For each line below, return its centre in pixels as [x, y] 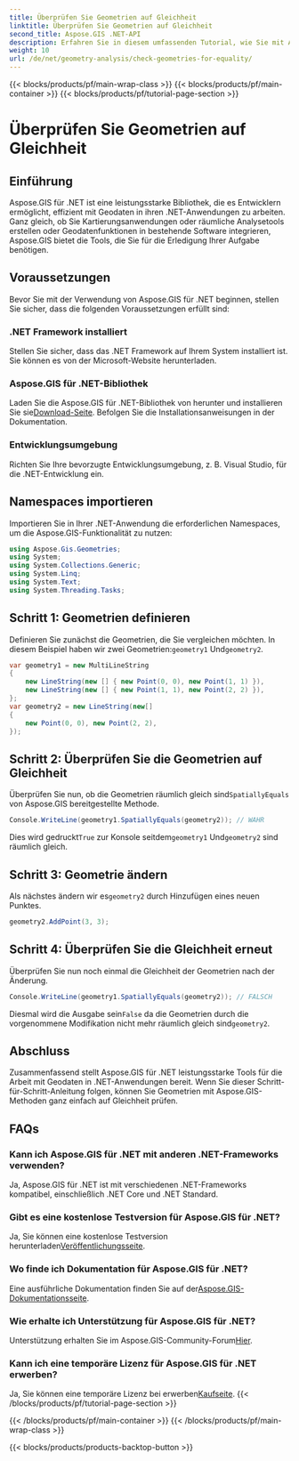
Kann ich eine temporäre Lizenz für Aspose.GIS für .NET [133, 1363]
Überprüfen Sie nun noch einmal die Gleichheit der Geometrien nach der [142, 971]
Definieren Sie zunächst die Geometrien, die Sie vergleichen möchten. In [142, 639]
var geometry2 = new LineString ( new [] [81, 706]
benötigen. [29, 250]
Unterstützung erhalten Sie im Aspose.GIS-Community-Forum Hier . [131, 1340]
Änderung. [29, 981]
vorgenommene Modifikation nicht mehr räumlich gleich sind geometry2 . [140, 1023]
